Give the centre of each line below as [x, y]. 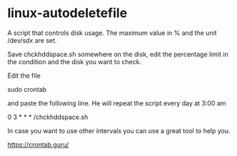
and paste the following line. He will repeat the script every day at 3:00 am [117, 103]
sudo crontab [27, 89]
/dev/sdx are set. [32, 40]
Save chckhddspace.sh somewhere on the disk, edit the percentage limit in [118, 54]
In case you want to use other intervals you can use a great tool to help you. [119, 130]
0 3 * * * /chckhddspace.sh [48, 117]
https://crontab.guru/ [38, 145]
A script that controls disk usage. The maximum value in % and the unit [112, 33]
